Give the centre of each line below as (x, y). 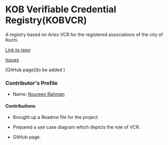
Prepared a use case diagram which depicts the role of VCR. (76, 127)
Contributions (20, 106)
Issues (12, 59)
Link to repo (18, 50)
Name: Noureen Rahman (39, 94)
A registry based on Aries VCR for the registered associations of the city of (84, 34)
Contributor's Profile (31, 83)
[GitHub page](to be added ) (35, 70)
